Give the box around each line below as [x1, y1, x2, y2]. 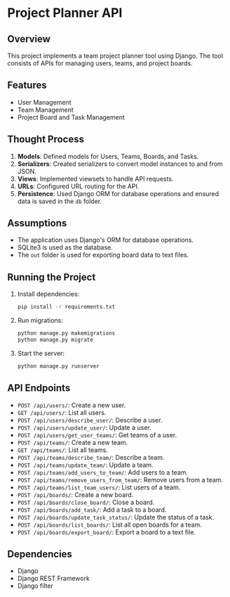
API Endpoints [7, 382, 71, 394]
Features [7, 79, 47, 91]
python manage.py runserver [17, 362, 100, 370]
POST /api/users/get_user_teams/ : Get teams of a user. [17, 430, 177, 439]
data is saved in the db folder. [17, 197, 102, 205]
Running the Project [7, 271, 96, 283]
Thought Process [7, 134, 84, 146]
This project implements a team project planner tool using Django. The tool [7, 51, 223, 60]
